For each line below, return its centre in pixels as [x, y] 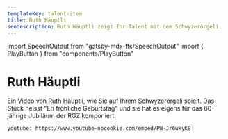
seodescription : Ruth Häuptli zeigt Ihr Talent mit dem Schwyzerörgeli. [115, 26]
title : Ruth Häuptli [37, 20]
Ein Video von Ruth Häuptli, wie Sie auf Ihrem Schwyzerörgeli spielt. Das [111, 101]
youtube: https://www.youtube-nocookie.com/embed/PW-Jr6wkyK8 [99, 129]
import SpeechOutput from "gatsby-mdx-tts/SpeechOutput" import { [105, 47]
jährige [17, 116]
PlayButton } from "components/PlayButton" [71, 54]
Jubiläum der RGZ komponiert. [73, 116]
